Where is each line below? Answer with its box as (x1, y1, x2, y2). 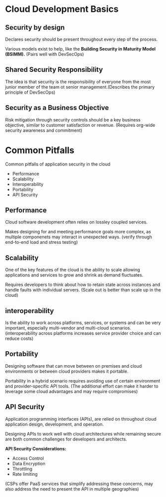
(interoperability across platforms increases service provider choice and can (5, 331, 161, 336)
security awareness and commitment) (5, 127, 83, 133)
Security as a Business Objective (5, 104, 109, 112)
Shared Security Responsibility (5, 65, 103, 74)
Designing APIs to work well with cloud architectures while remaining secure (5, 431, 161, 437)
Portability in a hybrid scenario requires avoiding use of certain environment (5, 378, 161, 384)
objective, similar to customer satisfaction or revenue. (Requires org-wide (5, 122, 155, 128)
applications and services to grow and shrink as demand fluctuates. (5, 272, 144, 278)
